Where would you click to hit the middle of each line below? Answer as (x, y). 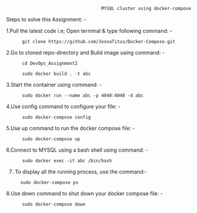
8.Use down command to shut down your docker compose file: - (85, 194)
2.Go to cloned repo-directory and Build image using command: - (86, 53)
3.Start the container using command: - (54, 85)
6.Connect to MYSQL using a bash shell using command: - (77, 150)
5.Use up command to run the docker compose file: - (71, 128)
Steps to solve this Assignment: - (46, 19)
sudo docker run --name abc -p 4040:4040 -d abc (83, 96)
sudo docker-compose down (53, 204)
